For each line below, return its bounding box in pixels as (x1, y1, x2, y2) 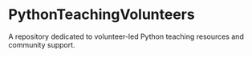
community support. (8, 40, 75, 49)
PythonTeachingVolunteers (8, 6, 195, 24)
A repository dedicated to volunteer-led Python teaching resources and (8, 32, 245, 41)
